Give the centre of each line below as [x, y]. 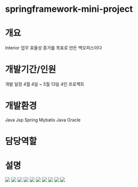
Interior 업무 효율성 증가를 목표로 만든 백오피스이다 [54, 48]
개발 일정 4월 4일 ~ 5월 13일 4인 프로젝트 [45, 84]
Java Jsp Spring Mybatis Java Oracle [43, 120]
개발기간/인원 [31, 70]
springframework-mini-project [69, 9]
